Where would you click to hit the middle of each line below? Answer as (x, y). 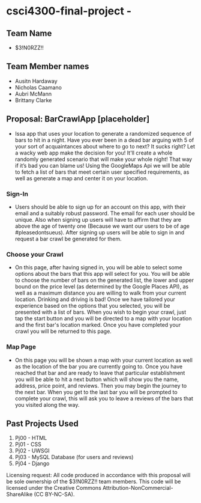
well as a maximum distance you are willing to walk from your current (100, 293)
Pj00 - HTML (31, 438)
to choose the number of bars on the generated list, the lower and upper (104, 280)
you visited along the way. (47, 404)
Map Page (21, 347)
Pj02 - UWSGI (32, 451)
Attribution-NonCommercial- (138, 488)
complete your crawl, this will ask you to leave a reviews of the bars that (104, 398)
